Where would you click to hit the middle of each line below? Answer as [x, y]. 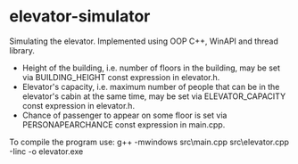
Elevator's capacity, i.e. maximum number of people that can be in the [151, 86]
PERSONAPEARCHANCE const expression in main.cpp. [124, 124]
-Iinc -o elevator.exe [46, 151]
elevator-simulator [80, 16]
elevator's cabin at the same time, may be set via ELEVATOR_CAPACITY [154, 96]
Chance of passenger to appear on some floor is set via [124, 115]
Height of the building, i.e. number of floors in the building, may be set [151, 68]
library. [22, 50]
